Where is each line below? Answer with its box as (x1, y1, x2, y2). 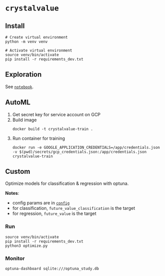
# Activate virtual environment (5, 48, 72, 53)
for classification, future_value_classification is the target (12, 205, 136, 211)
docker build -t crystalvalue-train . (12, 126, 93, 131)
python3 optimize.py (5, 243, 48, 248)
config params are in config (12, 200, 70, 206)
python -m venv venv (5, 39, 48, 44)
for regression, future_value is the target (12, 210, 97, 216)
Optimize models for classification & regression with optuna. (5, 180, 129, 186)
